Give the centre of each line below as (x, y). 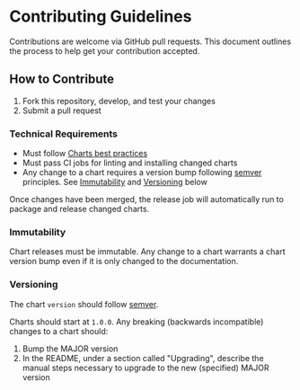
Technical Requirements (64, 134)
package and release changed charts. (79, 209)
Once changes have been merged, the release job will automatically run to (147, 199)
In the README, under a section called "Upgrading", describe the (143, 358)
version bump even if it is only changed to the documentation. (124, 261)
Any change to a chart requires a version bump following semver (142, 173)
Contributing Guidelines (101, 17)
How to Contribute (62, 80)
